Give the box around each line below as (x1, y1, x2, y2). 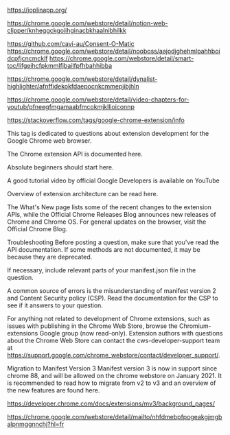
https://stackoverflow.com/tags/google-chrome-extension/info (7, 116, 185, 124)
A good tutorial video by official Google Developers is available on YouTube (7, 176, 220, 185)
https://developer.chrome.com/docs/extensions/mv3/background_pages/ (7, 399, 215, 408)
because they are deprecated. (7, 253, 93, 261)
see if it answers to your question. (7, 301, 103, 309)
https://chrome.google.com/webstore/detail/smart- (49, 54, 194, 62)
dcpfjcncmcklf (7, 54, 48, 62)
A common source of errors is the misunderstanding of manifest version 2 (7, 287, 216, 294)
